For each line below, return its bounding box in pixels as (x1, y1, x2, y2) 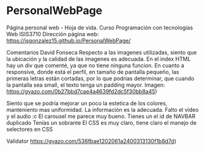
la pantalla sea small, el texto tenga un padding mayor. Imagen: (6, 81, 165, 89)
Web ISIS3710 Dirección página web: (6, 30, 99, 37)
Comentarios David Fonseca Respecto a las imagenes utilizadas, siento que (6, 48, 197, 56)
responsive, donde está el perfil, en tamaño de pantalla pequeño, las (6, 68, 179, 75)
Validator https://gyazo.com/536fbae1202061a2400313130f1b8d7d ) (6, 137, 177, 144)
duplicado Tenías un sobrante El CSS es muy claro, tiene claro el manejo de (6, 119, 197, 126)
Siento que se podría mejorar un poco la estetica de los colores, (6, 99, 168, 107)
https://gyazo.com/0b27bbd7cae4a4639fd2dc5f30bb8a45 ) (6, 87, 157, 95)
